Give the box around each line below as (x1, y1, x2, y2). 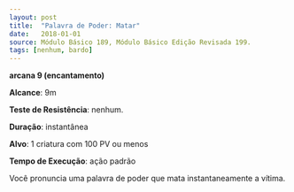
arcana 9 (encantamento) (9, 70, 104, 81)
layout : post (9, 12, 58, 22)
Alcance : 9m (9, 88, 57, 98)
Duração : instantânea (9, 121, 89, 133)
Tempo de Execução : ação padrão (9, 156, 136, 166)
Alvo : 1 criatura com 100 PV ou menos (9, 139, 149, 150)
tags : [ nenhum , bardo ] (9, 46, 93, 55)
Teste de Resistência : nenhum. (9, 104, 124, 115)
